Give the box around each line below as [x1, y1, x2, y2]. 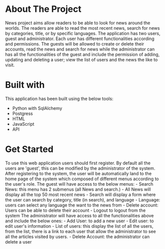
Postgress [12, 110, 33, 116]
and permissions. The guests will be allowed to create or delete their [5, 41, 144, 47]
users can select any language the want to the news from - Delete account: [5, 202, 159, 208]
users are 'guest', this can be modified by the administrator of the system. [5, 165, 156, 171]
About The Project [5, 3, 82, 15]
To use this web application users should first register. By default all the [5, 160, 151, 166]
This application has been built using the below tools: [5, 96, 114, 101]
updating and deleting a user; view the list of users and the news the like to [5, 56, 158, 62]
